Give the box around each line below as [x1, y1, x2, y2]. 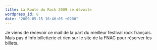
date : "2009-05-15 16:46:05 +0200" [5, 16, 79, 21]
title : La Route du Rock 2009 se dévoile [5, 7, 92, 12]
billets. [5, 40, 19, 46]
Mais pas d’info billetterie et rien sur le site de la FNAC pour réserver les [5, 35, 152, 41]
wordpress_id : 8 [5, 12, 39, 17]
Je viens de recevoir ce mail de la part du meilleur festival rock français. [5, 30, 152, 36]
